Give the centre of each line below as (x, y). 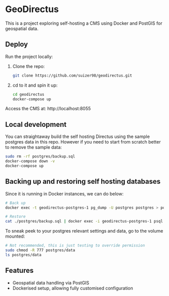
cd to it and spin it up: (35, 85)
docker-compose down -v (30, 161)
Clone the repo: (29, 66)
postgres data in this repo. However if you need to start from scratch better (83, 142)
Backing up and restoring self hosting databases (83, 181)
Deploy (17, 45)
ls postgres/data (23, 255)
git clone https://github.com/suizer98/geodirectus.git (72, 76)
